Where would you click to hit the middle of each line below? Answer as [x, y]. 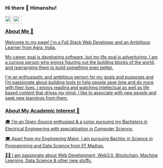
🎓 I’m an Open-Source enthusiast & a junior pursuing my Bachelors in [76, 121]
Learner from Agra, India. [31, 47]
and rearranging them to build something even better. [59, 67]
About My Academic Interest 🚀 [42, 110]
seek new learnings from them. [36, 98]
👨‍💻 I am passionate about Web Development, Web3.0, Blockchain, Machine [81, 155]
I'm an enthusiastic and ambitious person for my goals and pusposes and [79, 77]
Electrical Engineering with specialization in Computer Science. [69, 129]
